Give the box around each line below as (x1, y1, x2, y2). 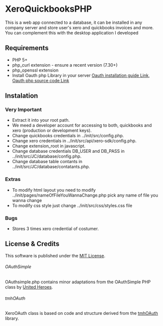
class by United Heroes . (5, 284, 53, 290)
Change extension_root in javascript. (12, 143, 86, 149)
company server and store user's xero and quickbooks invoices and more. (5, 24, 154, 30)
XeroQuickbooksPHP (5, 3, 92, 15)
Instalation (5, 91, 38, 100)
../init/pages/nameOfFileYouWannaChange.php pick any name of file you (12, 192, 158, 198)
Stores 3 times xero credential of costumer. (12, 226, 99, 232)
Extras (5, 176, 21, 183)
